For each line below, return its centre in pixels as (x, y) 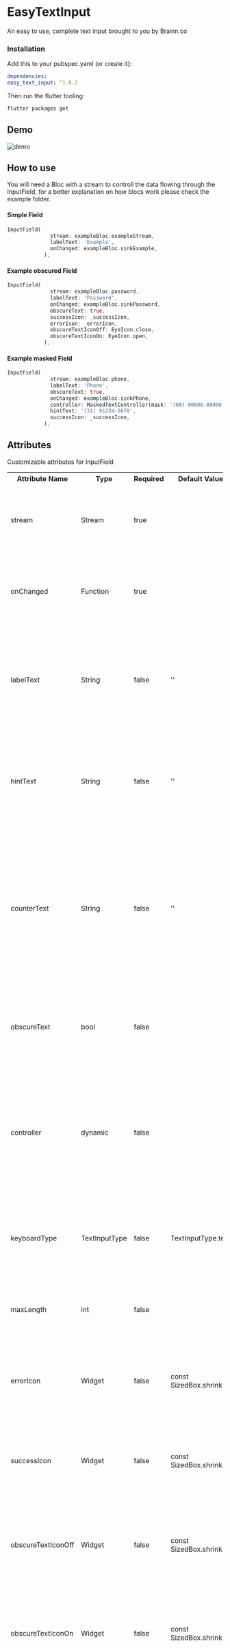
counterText (30, 908)
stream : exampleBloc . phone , (90, 379)
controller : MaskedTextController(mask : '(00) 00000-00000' (138, 405)
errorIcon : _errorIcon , (84, 324)
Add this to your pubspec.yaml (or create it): (69, 64)
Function (95, 591)
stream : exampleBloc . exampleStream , (102, 236)
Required (149, 478)
